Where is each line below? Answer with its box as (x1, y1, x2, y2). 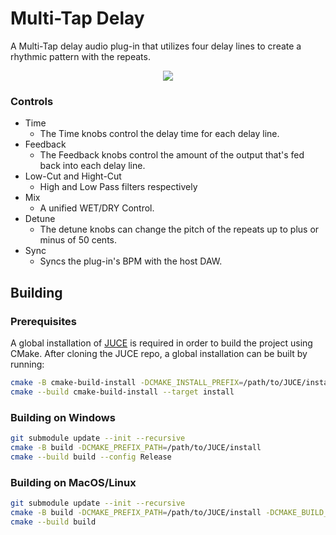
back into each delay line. (39, 160, 146, 172)
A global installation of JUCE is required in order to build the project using (10, 337, 313, 349)
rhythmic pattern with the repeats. (10, 50, 151, 62)
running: (10, 358, 45, 370)
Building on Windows (10, 410, 116, 424)
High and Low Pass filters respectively (39, 181, 198, 193)
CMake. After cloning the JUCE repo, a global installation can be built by (10, 347, 308, 359)
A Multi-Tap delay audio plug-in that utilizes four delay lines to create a (10, 40, 302, 52)
